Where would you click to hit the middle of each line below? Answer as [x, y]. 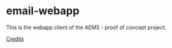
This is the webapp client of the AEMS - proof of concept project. [86, 27]
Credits [15, 39]
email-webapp [43, 11]
